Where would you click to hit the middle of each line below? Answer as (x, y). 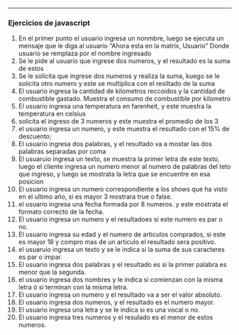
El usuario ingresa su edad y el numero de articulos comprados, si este (122, 234)
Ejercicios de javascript (49, 23)
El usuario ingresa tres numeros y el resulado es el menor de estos (116, 317)
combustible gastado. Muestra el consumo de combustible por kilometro (124, 99)
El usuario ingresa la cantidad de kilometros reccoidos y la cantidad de (122, 91)
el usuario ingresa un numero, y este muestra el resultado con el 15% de (124, 129)
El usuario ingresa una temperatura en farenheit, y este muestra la (115, 106)
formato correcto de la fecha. (61, 212)
